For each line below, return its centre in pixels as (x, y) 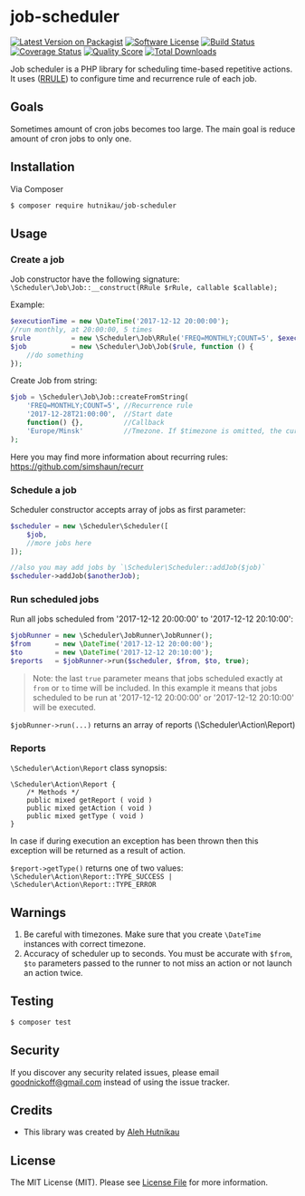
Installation (43, 167)
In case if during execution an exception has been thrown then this (134, 841)
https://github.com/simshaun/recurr (77, 466)
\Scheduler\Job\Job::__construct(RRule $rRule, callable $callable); (144, 288)
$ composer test (41, 1022)
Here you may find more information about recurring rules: (119, 457)
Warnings (38, 912)
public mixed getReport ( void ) (90, 801)
